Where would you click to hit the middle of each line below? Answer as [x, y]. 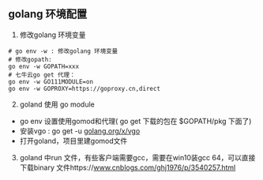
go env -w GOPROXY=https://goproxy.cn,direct [84, 88]
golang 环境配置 [48, 14]
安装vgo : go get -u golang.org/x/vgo [80, 131]
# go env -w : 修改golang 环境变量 [63, 51]
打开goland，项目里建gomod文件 [73, 141]
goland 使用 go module [57, 104]
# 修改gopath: [30, 59]
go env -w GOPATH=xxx [44, 66]
